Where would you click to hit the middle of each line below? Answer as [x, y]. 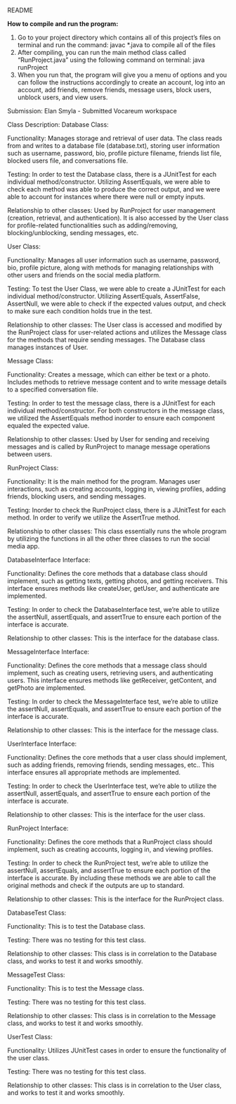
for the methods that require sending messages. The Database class [106, 340]
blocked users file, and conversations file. [68, 161]
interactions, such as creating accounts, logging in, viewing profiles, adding [117, 489]
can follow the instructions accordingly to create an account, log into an [121, 82]
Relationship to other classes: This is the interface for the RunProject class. [116, 899]
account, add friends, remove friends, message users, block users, [114, 90]
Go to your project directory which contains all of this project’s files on [119, 37]
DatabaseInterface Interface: [49, 560]
